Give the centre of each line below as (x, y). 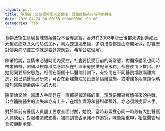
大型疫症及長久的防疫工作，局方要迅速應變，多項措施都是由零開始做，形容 (80, 44)
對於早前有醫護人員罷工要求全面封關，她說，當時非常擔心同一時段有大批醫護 (82, 112)
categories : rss (22, 23)
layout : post (18, 10)
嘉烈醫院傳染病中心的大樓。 (33, 85)
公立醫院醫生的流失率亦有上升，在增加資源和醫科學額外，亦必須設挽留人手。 (82, 101)
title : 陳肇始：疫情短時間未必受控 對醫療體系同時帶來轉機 (58, 14)
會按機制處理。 (20, 124)
